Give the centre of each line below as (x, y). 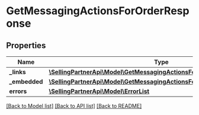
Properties (26, 45)
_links (18, 72)
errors (18, 91)
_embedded (26, 82)
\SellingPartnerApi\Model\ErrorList (99, 91)
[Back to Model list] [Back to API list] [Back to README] (74, 106)
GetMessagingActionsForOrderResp (98, 11)
